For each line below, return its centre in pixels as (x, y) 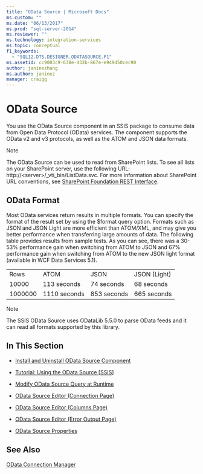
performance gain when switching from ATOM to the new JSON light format (101, 253)
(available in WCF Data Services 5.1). (52, 260)
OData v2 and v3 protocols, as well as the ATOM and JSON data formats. (97, 139)
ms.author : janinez (31, 74)
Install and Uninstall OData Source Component (73, 360)
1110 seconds (63, 294)
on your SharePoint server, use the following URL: (68, 169)
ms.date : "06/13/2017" (35, 23)
